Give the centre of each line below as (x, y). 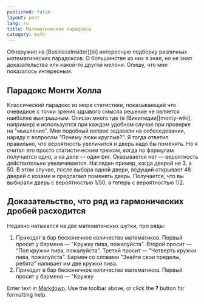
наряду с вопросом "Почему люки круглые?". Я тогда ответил (88, 137)
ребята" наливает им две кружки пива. (66, 263)
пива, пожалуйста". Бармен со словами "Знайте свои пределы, (98, 257)
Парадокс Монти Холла (54, 90)
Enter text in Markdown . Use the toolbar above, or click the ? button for (96, 288)
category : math (26, 35)
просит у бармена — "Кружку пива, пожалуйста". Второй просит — (104, 244)
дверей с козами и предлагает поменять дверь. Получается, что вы (95, 176)
